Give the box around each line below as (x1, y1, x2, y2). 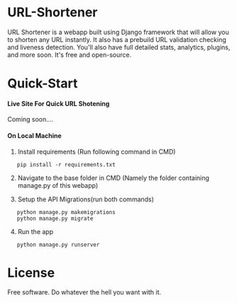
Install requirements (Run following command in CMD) (17, 147, 176, 156)
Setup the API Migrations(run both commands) (17, 195, 155, 203)
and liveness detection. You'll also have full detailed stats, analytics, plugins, (7, 43, 231, 51)
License (7, 265, 55, 281)
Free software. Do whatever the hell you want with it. (7, 288, 162, 297)
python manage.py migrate (16, 215, 94, 222)
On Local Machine (7, 131, 62, 139)
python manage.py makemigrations (16, 208, 116, 216)
